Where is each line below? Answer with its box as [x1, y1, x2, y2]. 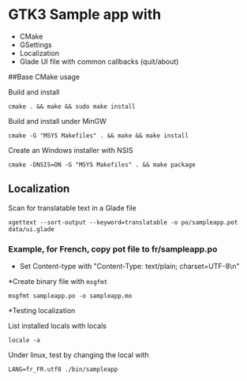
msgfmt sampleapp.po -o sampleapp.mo [8, 292, 133, 301]
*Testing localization [8, 306, 76, 316]
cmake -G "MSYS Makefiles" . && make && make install [8, 132, 189, 140]
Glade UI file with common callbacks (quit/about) [19, 57, 179, 66]
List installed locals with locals [8, 321, 107, 331]
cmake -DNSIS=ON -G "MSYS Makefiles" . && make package [8, 160, 196, 169]
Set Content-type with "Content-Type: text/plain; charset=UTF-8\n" [19, 262, 240, 271]
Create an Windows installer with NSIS [8, 145, 133, 155]
